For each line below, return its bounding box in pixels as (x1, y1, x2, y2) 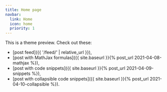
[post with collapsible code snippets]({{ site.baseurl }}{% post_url (12, 76, 149, 82)
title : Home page (5, 7, 42, 12)
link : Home (10, 16, 33, 21)
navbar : (5, 12, 22, 17)
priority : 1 (10, 26, 35, 31)
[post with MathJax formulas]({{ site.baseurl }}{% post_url (12, 54, 133, 60)
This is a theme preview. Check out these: (5, 39, 92, 45)
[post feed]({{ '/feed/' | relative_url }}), (12, 49, 92, 55)
